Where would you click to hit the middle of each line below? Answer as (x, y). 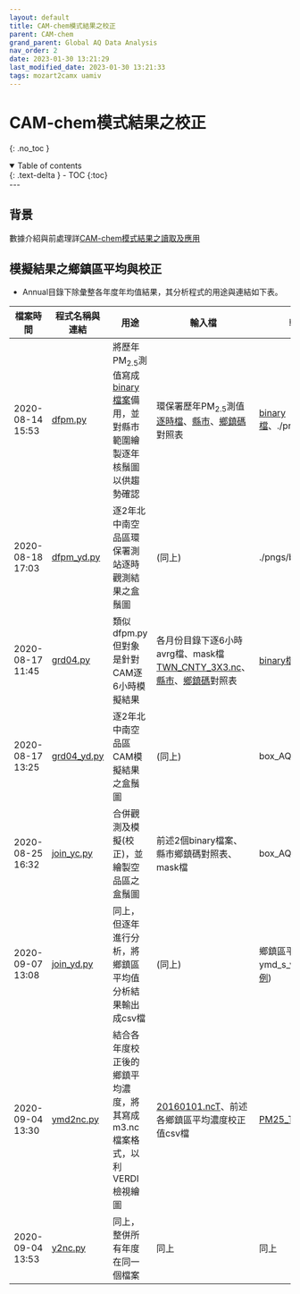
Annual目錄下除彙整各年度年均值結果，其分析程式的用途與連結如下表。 (152, 292)
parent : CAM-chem (42, 34)
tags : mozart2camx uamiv (55, 76)
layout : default (39, 17)
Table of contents (50, 165)
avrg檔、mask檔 (190, 654)
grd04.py (71, 660)
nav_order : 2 (33, 51)
